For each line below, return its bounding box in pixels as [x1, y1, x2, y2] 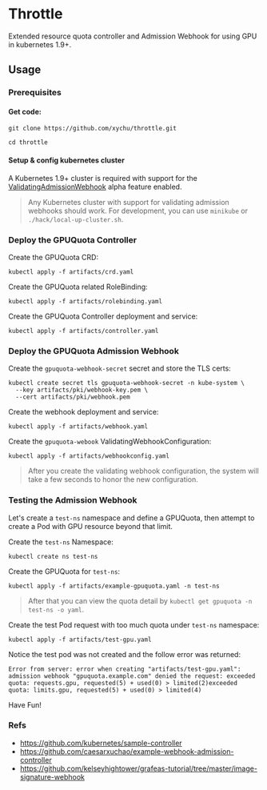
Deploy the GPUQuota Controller [8, 234, 137, 245]
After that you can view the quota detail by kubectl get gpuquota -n [27, 596, 253, 605]
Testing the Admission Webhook [8, 495, 137, 506]
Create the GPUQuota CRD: [8, 252, 98, 262]
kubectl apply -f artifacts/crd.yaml [8, 267, 134, 276]
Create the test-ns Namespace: [8, 537, 114, 547]
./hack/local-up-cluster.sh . [27, 214, 124, 224]
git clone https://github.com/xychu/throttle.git [8, 125, 177, 133]
